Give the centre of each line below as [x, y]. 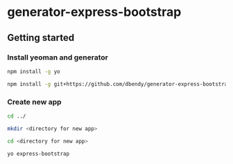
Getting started [41, 38]
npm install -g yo [34, 71]
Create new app [34, 102]
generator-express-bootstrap [94, 12]
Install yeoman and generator [58, 57]
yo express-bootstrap [38, 154]
